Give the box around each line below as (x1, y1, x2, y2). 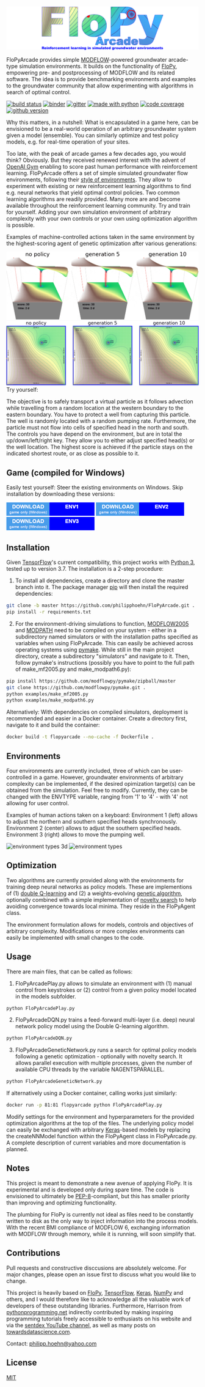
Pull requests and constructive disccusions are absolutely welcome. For (6, 1264, 187, 1272)
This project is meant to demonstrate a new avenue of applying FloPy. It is (6, 1179, 193, 1187)
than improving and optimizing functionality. (6, 1199, 117, 1206)
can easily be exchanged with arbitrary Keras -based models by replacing (6, 1126, 190, 1133)
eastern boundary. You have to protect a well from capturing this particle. (6, 411, 190, 419)
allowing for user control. (6, 799, 69, 807)
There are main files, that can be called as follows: (6, 968, 133, 975)
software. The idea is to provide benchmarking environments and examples (6, 76, 196, 83)
